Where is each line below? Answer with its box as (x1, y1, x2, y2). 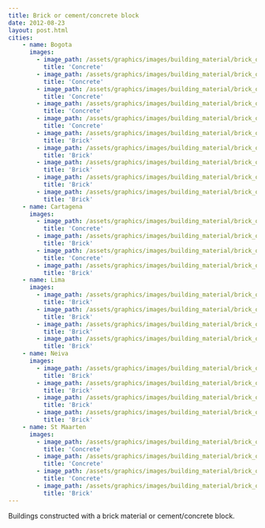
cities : (8, 33, 34, 42)
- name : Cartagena (22, 202, 83, 210)
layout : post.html (8, 26, 69, 34)
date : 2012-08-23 (8, 19, 65, 27)
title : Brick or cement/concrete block (8, 11, 140, 20)
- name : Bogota (22, 41, 73, 49)
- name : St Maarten (22, 423, 87, 431)
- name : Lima (22, 276, 65, 285)
